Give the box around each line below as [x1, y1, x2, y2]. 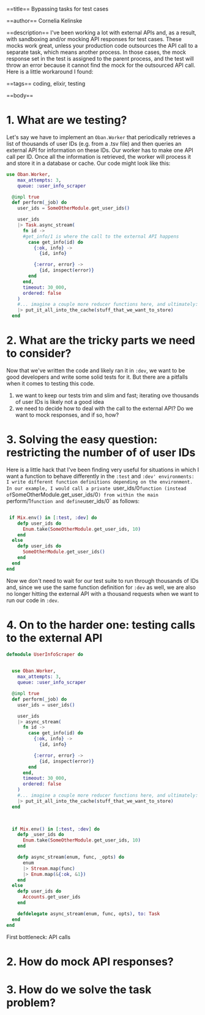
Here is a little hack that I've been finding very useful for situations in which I [6, 466, 199, 473]
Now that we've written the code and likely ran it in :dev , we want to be [6, 367, 185, 374]
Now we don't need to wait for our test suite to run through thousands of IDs [6, 577, 199, 584]
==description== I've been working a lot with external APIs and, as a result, [6, 29, 197, 36]
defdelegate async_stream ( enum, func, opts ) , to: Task [17, 910, 160, 917]
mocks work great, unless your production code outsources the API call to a [6, 42, 198, 49]
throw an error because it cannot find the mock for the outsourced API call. [6, 61, 196, 69]
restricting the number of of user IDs [6, 446, 196, 460]
